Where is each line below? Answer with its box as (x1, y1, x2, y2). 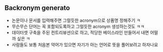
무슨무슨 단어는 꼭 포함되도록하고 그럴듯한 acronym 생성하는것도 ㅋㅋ (11, 23, 145, 29)
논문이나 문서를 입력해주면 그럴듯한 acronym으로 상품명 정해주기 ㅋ (11, 17, 140, 23)
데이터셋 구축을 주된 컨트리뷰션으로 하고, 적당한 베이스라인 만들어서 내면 (11, 29, 149, 35)
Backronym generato (4, 4, 70, 12)
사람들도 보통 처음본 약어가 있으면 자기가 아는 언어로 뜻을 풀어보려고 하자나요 (11, 41, 159, 48)
